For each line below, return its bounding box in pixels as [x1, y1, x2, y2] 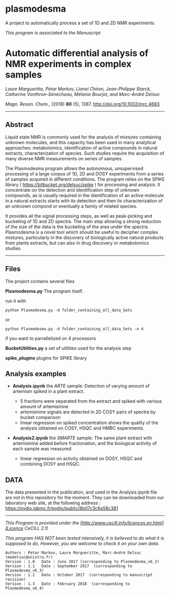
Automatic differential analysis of [5, 48, 149, 59]
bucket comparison [20, 414, 61, 420]
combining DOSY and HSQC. [20, 461, 80, 467]
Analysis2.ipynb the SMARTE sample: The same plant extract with [12, 435, 153, 441]
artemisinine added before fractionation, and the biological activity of [12, 440, 157, 446]
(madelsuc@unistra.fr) [5, 555, 53, 560]
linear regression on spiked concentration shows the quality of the [20, 419, 158, 426]
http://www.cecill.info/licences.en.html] [81, 520, 164, 526]
